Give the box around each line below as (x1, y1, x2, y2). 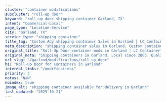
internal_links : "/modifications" (5, 67, 77, 72)
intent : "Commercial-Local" (5, 21, 63, 26)
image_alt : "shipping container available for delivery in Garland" (5, 84, 149, 90)
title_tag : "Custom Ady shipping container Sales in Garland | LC (5, 39, 145, 44)
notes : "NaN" (5, 76, 32, 80)
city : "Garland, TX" (5, 30, 48, 35)
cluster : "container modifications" (5, 7, 81, 12)
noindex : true (5, 80, 35, 85)
